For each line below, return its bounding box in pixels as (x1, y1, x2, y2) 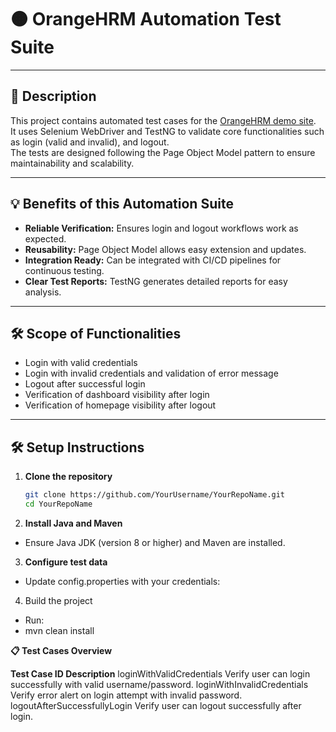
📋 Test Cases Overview (10, 644, 113, 656)
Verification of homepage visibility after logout (24, 399, 217, 411)
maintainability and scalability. (10, 157, 135, 169)
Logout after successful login (24, 378, 146, 390)
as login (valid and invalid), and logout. (10, 136, 170, 148)
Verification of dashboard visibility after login (24, 389, 210, 401)
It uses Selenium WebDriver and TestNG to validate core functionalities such (10, 125, 325, 137)
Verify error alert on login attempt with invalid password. (10, 689, 243, 701)
